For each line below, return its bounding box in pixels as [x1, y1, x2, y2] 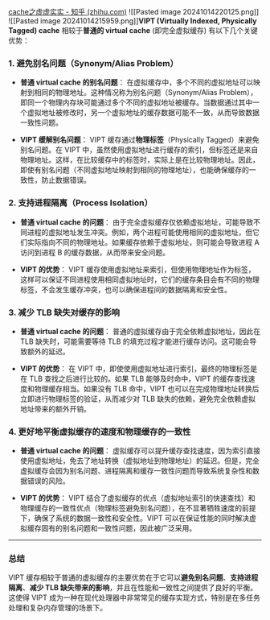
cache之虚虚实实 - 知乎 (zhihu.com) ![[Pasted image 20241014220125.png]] [8, 7, 260, 16]
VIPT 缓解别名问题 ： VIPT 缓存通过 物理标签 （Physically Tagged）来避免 [19, 135, 260, 145]
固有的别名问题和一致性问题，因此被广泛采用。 [41, 523, 197, 533]
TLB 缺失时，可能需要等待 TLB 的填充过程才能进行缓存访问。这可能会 [19, 337, 250, 346]
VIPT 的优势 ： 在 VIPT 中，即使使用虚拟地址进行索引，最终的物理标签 [19, 363, 251, 373]
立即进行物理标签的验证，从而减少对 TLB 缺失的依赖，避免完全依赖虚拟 [19, 394, 256, 403]
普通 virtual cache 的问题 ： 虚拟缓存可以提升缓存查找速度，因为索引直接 [19, 446, 261, 456]
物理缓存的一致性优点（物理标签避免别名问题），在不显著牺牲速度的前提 [19, 503, 256, 513]
